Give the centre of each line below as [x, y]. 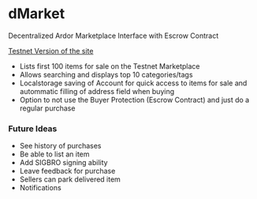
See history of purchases [60, 146]
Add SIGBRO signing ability [63, 163]
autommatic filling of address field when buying [97, 91]
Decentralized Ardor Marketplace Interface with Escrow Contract [114, 36]
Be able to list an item [54, 154]
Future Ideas [33, 129]
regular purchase [47, 108]
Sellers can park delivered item [70, 179]
